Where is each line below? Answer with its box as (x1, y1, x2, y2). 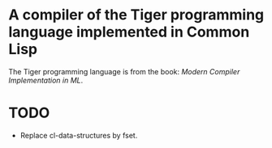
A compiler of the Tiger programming (8, 6, 265, 24)
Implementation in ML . (8, 75, 84, 85)
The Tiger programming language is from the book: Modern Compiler (8, 66, 240, 76)
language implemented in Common (8, 23, 250, 41)
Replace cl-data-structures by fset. (19, 130, 138, 140)
